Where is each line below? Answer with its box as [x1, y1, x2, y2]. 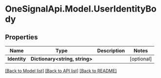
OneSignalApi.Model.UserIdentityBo [5, 3, 157, 15]
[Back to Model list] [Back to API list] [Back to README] [5, 68, 117, 74]
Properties [5, 33, 38, 41]
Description [97, 47, 125, 54]
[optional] [129, 56, 152, 62]
